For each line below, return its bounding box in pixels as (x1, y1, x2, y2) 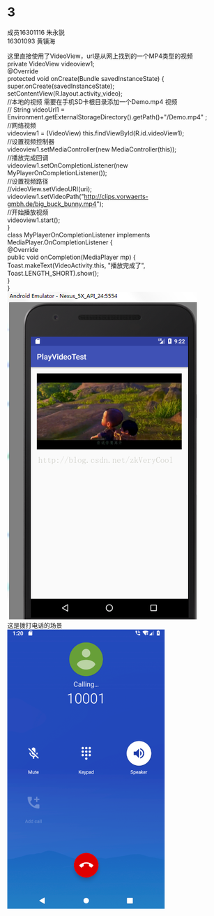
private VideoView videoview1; (7, 59, 95, 68)
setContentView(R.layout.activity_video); (7, 89, 123, 98)
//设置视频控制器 (7, 137, 55, 145)
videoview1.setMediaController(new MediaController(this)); (7, 145, 176, 154)
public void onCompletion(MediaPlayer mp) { (7, 253, 136, 261)
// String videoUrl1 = (7, 105, 65, 114)
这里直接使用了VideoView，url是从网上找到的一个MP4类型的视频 (7, 52, 193, 60)
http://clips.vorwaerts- (83, 192, 148, 200)
